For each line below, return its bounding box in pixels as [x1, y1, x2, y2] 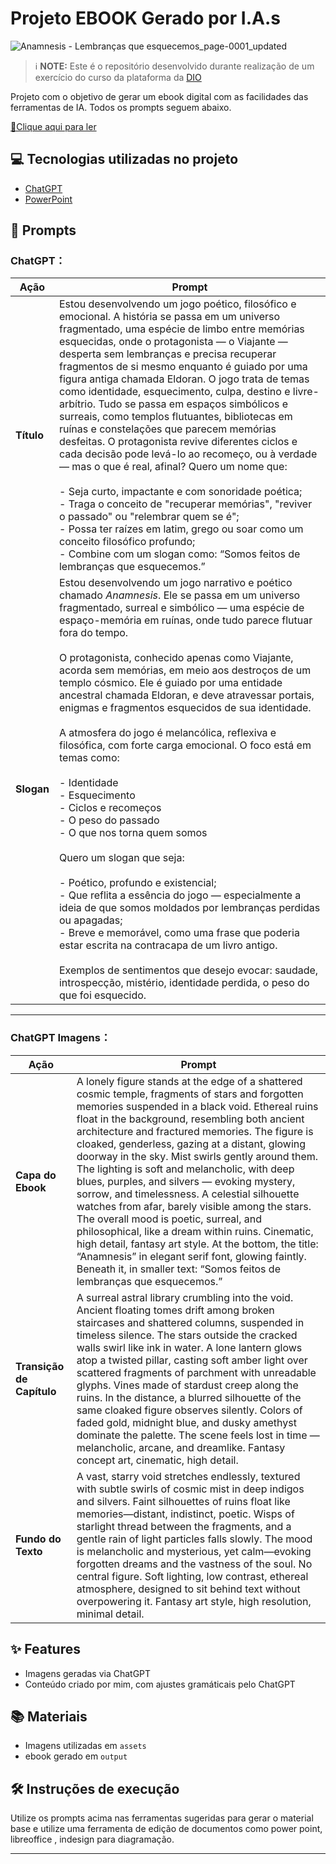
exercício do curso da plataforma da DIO [34, 71, 202, 83]
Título [15, 428, 44, 442]
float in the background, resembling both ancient [76, 1112, 305, 1126]
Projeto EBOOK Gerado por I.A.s [10, 7, 281, 30]
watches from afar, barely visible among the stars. [76, 1199, 312, 1213]
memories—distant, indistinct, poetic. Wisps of [76, 1507, 295, 1521]
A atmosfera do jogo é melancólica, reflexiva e [58, 726, 277, 740]
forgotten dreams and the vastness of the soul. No [76, 1557, 313, 1571]
